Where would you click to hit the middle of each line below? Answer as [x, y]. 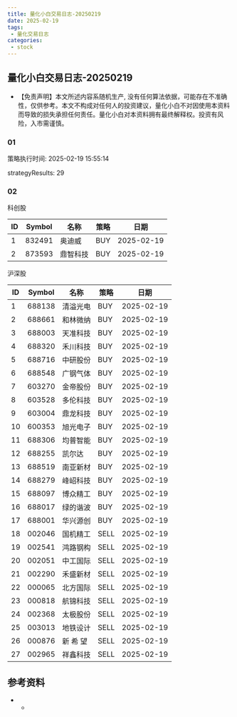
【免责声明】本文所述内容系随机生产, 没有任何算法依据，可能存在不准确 [122, 96]
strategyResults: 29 [36, 173]
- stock [22, 47]
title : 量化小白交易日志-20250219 [54, 14]
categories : [25, 41]
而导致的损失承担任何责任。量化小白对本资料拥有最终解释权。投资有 [117, 114]
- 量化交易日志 [30, 34]
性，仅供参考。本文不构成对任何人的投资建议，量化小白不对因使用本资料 [123, 105]
